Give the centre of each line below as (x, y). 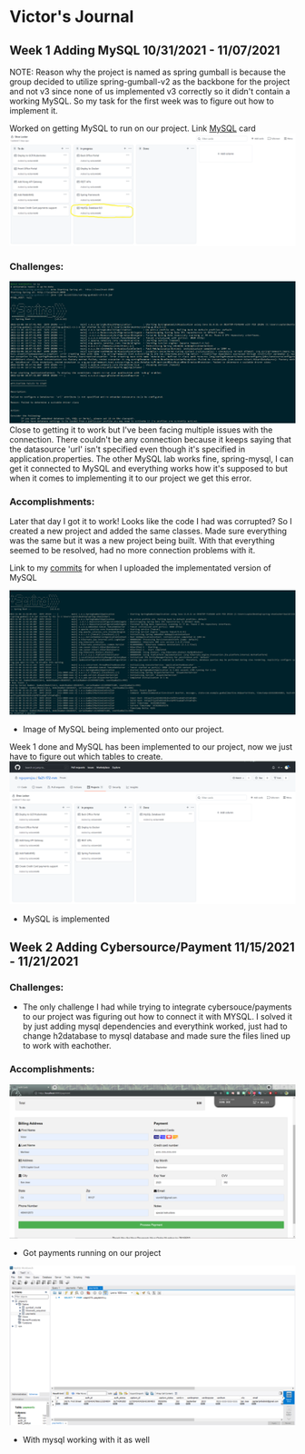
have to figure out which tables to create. (86, 756)
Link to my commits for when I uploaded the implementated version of (141, 568)
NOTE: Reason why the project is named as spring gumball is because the (148, 72)
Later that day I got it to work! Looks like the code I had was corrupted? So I (151, 522)
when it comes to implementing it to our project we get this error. (131, 478)
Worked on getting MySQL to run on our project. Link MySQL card (133, 128)
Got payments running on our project (92, 1253)
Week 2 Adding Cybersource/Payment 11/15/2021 (152, 947)
